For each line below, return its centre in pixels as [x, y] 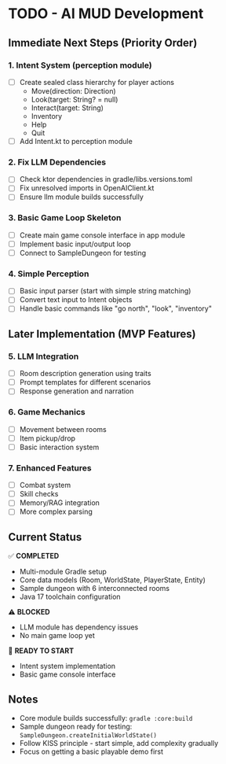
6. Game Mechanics [47, 412]
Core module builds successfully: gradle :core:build [106, 718]
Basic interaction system [59, 447]
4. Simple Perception [49, 274]
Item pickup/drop [47, 438]
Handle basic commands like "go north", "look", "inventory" [115, 308]
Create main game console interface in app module [102, 235]
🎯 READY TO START [41, 651]
